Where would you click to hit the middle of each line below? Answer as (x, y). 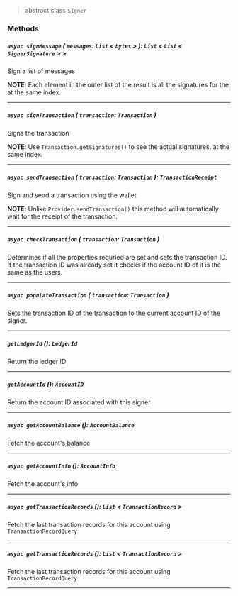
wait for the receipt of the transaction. (63, 216)
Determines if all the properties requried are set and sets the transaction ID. (118, 257)
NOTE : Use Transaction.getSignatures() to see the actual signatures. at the (119, 147)
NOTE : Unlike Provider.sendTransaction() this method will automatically (113, 209)
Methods (23, 28)
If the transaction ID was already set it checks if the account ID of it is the (114, 265)
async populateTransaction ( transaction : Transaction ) (88, 295)
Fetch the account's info (43, 484)
